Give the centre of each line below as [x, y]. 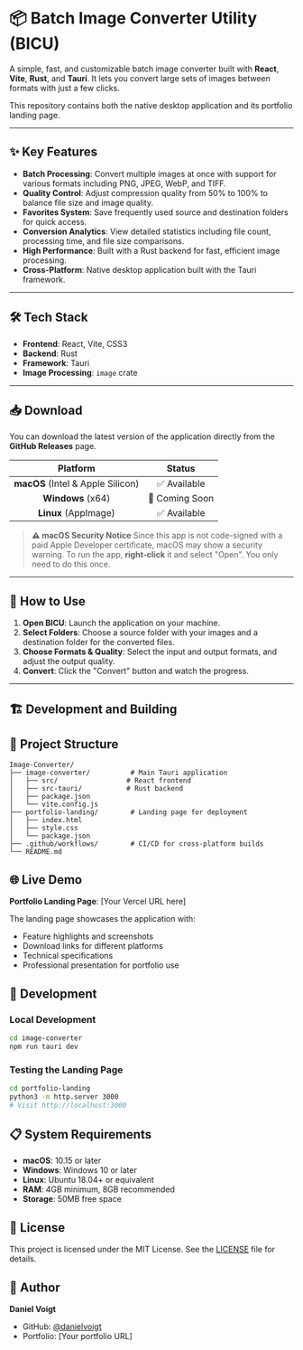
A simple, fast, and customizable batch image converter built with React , [144, 69]
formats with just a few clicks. [64, 88]
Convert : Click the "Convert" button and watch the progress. [136, 671]
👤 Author [35, 1287]
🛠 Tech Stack [49, 318]
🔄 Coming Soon [181, 499]
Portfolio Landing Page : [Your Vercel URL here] [98, 902]
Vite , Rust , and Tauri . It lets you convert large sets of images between [140, 78]
